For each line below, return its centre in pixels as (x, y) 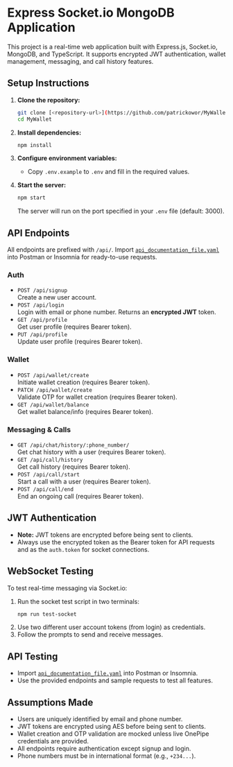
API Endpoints (38, 233)
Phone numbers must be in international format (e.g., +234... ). (106, 756)
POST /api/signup (42, 291)
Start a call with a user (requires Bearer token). (84, 481)
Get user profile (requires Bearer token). (74, 327)
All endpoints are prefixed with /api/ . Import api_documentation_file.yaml (113, 250)
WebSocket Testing (50, 571)
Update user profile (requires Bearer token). (80, 342)
